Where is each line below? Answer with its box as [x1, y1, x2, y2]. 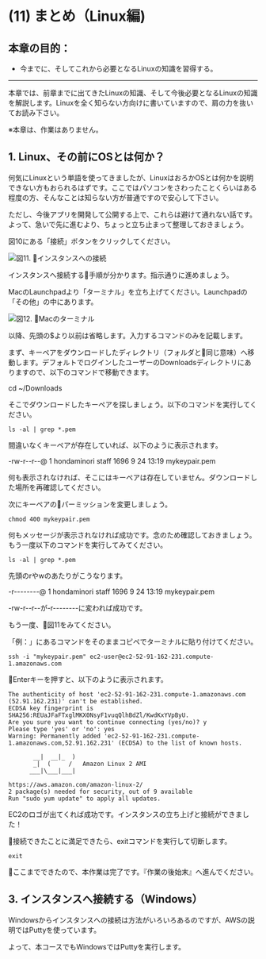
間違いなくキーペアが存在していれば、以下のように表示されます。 [8, 440, 223, 449]
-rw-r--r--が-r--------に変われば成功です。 [8, 603, 147, 612]
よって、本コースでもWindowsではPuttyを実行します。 [8, 942, 186, 951]
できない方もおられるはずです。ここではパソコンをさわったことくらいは [8, 183, 244, 192]
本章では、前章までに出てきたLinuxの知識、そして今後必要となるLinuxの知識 [8, 88, 258, 98]
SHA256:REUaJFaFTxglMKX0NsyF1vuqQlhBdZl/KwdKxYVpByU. [8, 711, 190, 719]
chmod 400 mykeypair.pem [8, 515, 90, 523]
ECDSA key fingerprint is [8, 704, 93, 712]
